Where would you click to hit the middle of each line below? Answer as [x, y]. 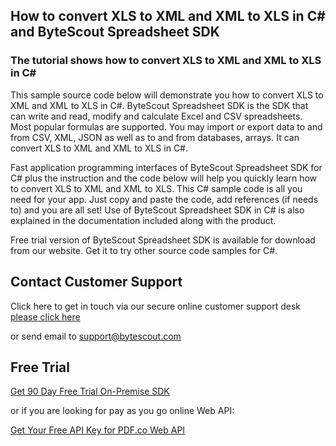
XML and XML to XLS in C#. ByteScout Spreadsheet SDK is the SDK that [159, 105]
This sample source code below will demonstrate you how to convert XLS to [167, 95]
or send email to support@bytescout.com [96, 336]
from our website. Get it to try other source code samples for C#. [144, 250]
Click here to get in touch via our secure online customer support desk [156, 306]
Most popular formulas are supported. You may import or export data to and [166, 126]
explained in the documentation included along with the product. [143, 220]
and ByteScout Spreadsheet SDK [115, 32]
